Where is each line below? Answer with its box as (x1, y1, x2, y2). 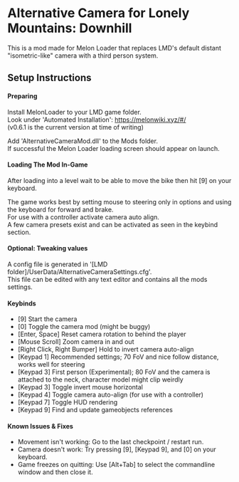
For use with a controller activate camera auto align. (7, 212, 160, 221)
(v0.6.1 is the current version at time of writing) (7, 122, 144, 131)
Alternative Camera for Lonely (7, 5, 190, 21)
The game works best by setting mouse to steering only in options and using (7, 197, 232, 206)
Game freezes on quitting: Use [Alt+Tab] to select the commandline (17, 461, 216, 469)
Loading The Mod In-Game (7, 160, 88, 169)
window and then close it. (17, 468, 94, 476)
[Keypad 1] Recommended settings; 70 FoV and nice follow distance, (17, 352, 219, 361)
